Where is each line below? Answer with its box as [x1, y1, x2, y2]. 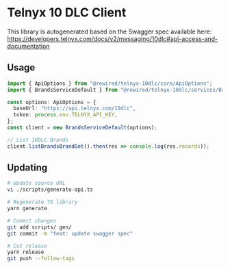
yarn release [7, 248, 44, 256]
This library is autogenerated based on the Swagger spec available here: [7, 27, 212, 36]
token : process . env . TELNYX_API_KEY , [13, 112, 118, 118]
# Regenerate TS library [7, 198, 78, 206]
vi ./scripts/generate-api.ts [7, 186, 94, 193]
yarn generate [7, 205, 48, 212]
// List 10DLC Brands [7, 136, 69, 143]
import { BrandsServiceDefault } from [7, 86, 118, 93]
